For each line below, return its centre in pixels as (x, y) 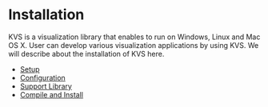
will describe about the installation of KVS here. (86, 53)
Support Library (46, 86)
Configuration (42, 77)
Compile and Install (52, 94)
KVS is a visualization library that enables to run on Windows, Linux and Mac (134, 37)
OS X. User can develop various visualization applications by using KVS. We (134, 45)
